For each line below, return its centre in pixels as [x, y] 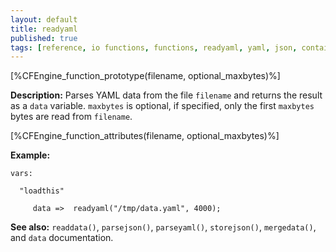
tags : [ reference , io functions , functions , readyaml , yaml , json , [154, 47]
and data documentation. [62, 238]
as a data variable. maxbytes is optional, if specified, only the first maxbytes [162, 106]
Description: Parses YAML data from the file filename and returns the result [166, 95]
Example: [30, 155]
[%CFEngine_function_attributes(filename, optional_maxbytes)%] [145, 136]
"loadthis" [42, 191]
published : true [44, 38]
